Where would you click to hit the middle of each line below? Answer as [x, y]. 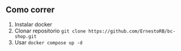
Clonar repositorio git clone [50, 31]
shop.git [26, 36]
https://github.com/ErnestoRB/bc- [132, 31]
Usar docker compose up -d [48, 42]
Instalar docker [33, 24]
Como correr [30, 10]
